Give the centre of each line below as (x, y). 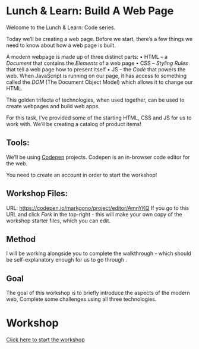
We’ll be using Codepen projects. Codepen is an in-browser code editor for (98, 157)
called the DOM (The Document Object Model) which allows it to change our (99, 82)
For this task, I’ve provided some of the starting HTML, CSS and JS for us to (99, 118)
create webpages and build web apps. (53, 106)
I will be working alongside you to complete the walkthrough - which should (99, 253)
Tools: (18, 143)
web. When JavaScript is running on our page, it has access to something (97, 76)
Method (21, 239)
